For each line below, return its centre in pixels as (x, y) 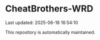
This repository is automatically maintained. (50, 32)
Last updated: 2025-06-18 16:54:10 (42, 22)
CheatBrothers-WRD (49, 9)
